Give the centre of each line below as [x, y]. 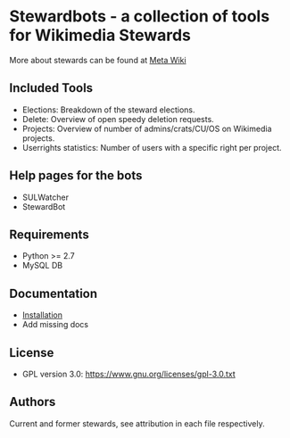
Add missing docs [55, 325]
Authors [33, 402]
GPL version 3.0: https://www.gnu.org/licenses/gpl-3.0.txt [129, 374]
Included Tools [51, 88]
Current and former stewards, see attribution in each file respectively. [137, 423]
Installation [42, 315]
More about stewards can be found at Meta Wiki [98, 60]
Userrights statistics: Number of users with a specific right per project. [152, 147]
